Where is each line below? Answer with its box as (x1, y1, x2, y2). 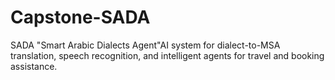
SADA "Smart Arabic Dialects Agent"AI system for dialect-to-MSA (10, 39, 281, 51)
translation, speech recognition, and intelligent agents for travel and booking (10, 49, 325, 61)
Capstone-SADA (10, 6, 151, 29)
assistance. (10, 60, 58, 72)
